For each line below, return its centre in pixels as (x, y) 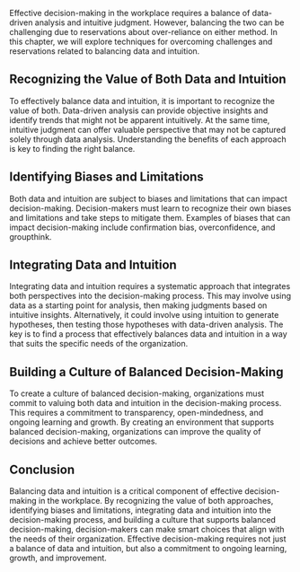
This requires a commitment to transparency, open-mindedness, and (137, 413)
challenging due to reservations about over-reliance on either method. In (144, 32)
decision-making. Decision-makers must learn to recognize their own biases (150, 208)
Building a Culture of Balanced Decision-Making (146, 372)
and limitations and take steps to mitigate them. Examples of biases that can (150, 217)
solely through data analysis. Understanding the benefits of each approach (148, 139)
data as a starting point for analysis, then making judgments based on (138, 305)
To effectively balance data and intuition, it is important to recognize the (142, 101)
